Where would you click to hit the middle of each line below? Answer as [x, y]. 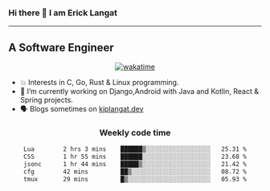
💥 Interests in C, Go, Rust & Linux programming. [99, 83]
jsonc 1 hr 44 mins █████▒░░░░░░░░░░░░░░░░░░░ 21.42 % [135, 165]
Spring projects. [47, 100]
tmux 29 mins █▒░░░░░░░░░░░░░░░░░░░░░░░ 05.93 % [135, 179]
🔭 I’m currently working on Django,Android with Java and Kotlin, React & [139, 91]
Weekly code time [135, 133]
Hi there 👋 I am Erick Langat [63, 13]
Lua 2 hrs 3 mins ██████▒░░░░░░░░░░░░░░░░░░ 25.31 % [135, 149]
